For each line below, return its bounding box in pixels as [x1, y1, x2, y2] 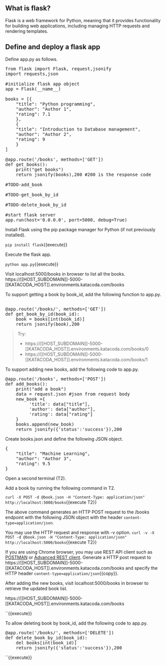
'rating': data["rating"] [29, 411, 93, 417]
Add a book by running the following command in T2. [5, 485, 116, 491]
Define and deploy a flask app [5, 43, 101, 51]
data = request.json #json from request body [16, 391, 130, 397]
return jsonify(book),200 [16, 321, 80, 327]
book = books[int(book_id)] [16, 316, 85, 322]
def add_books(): [5, 381, 48, 387]
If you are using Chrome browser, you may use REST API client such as [5, 549, 152, 555]
